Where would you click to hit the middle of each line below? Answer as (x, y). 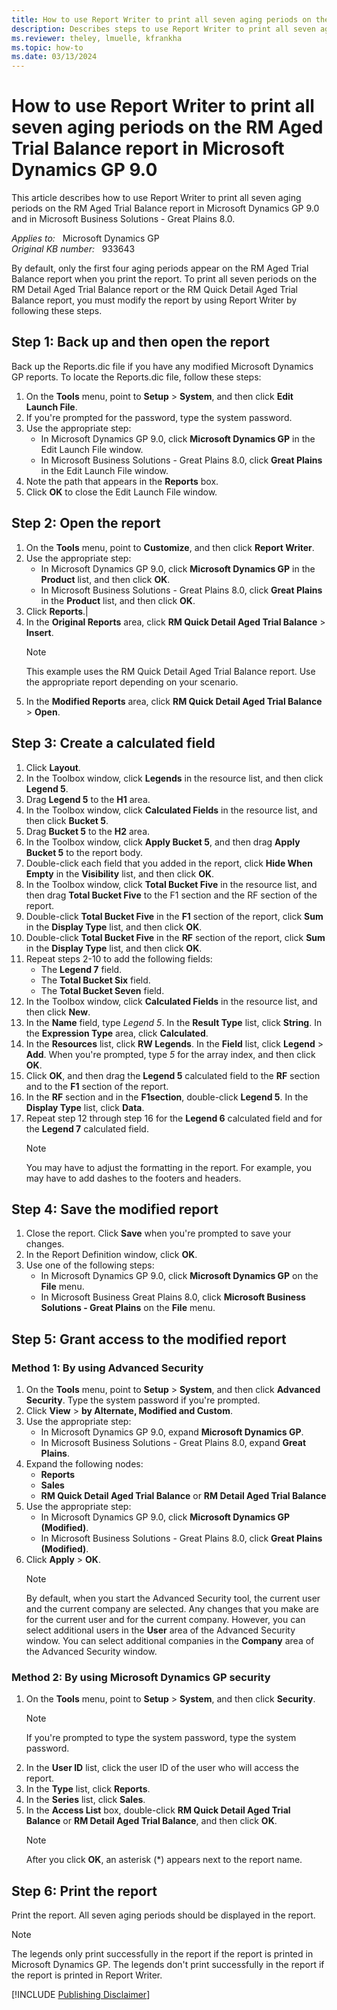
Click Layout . (53, 767)
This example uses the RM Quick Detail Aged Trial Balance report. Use (170, 671)
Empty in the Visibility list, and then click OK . (120, 873)
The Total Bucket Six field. (95, 980)
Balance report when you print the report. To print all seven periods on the (164, 279)
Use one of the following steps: (90, 1265)
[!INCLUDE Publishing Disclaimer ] (81, 1995)
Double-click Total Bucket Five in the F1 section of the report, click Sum (174, 916)
